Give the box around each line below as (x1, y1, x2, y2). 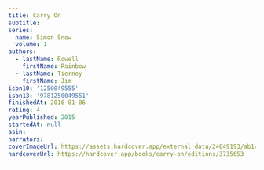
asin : (8, 128, 26, 136)
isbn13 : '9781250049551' (8, 92, 90, 99)
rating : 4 (8, 107, 41, 114)
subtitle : (8, 19, 41, 27)
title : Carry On (8, 11, 61, 20)
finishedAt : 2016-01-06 (8, 99, 86, 107)
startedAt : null (8, 121, 61, 128)
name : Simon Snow (15, 33, 72, 42)
